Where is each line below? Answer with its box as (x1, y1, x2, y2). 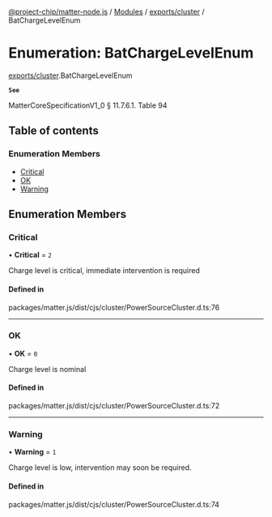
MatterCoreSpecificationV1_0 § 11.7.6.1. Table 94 (8, 100, 168, 110)
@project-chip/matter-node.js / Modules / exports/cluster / (8, 7, 205, 16)
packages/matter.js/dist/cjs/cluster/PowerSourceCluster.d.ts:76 (8, 302, 220, 312)
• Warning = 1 (8, 447, 57, 457)
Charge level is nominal (8, 364, 87, 374)
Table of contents (8, 124, 99, 138)
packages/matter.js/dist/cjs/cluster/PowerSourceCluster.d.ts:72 (8, 401, 220, 411)
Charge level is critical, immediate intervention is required (8, 266, 201, 276)
